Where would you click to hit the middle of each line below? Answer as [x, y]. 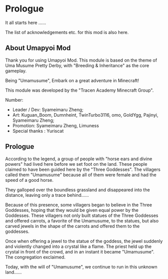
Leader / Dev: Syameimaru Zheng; [48, 109]
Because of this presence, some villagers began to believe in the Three [78, 205]
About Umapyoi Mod [38, 48]
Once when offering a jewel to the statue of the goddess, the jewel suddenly [84, 241]
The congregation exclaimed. [35, 257]
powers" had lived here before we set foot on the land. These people [76, 164]
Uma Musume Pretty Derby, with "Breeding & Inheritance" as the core [77, 65]
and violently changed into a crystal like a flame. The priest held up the [78, 246]
